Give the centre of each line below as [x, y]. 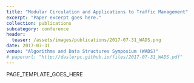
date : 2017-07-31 [28, 46]
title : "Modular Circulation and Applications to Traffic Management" [97, 12]
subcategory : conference [38, 29]
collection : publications [39, 23]
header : [16, 35]
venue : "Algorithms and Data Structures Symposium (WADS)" [82, 51]
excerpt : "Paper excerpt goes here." [54, 18]
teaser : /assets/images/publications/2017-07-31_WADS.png [87, 40]
